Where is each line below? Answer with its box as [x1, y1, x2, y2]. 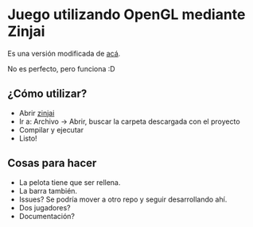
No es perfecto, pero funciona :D [7, 63, 116, 73]
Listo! [18, 133, 37, 143]
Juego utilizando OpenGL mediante [7, 6, 246, 24]
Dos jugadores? [18, 202, 71, 212]
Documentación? [18, 211, 75, 221]
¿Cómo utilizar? [7, 87, 88, 101]
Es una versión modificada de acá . [7, 48, 121, 58]
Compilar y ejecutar [18, 125, 84, 134]
